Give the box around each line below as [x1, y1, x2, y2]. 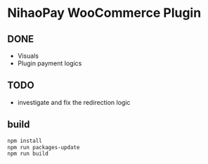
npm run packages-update [7, 144, 80, 151]
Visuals [17, 51, 39, 60]
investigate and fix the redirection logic [17, 98, 131, 106]
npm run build [7, 150, 49, 158]
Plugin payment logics [17, 59, 82, 68]
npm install [7, 137, 42, 144]
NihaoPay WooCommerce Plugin [7, 5, 202, 21]
